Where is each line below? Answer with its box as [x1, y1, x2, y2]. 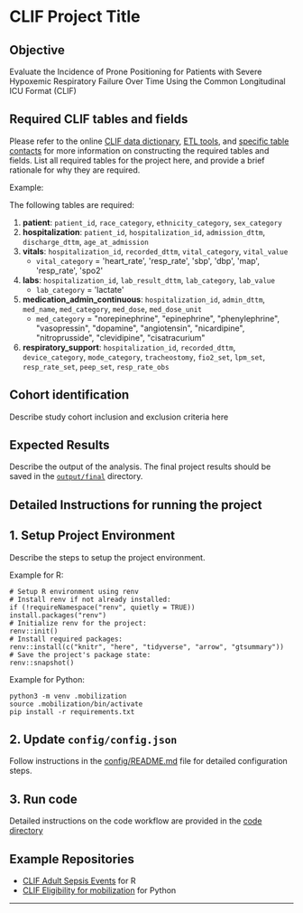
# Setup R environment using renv [9, 587, 140, 596]
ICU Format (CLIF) [9, 86, 77, 96]
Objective [9, 42, 66, 58]
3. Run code [9, 791, 78, 806]
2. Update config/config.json [9, 732, 178, 748]
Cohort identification [9, 387, 130, 403]
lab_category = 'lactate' [35, 284, 124, 295]
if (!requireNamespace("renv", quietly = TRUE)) [9, 603, 196, 612]
